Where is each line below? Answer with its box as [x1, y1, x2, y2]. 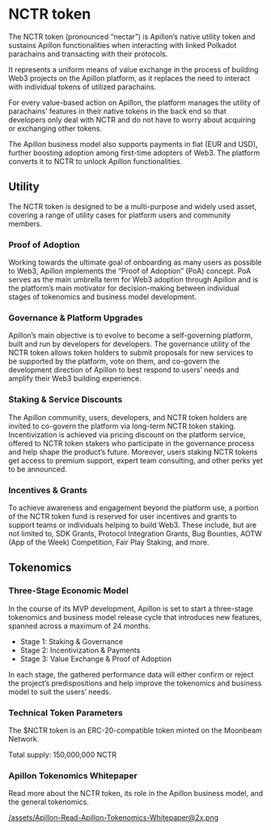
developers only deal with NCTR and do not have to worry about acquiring [8, 114, 256, 124]
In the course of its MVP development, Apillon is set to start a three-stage [8, 604, 253, 613]
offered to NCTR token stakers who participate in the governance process [8, 438, 255, 448]
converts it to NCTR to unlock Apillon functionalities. [8, 156, 183, 166]
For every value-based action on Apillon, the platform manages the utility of [8, 97, 260, 107]
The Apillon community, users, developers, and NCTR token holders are [8, 412, 248, 422]
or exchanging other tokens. [8, 123, 103, 133]
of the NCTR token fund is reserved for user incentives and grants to [8, 511, 237, 521]
